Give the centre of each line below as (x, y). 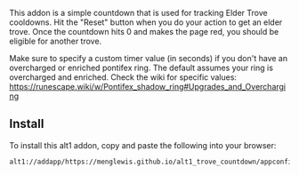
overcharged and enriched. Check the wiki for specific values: (123, 77)
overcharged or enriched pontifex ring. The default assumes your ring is (141, 68)
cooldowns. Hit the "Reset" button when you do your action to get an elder (146, 22)
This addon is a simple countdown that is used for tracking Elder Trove (139, 13)
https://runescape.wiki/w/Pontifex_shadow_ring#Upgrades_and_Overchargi (148, 87)
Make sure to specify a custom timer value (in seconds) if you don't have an (148, 58)
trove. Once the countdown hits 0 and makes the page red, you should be (144, 32)
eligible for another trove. (56, 41)
